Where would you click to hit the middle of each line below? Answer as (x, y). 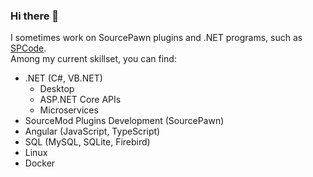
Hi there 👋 (35, 16)
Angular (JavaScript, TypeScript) (92, 131)
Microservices (69, 110)
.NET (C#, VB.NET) (63, 78)
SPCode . (28, 48)
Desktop (57, 89)
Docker (40, 163)
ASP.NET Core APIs (80, 100)
